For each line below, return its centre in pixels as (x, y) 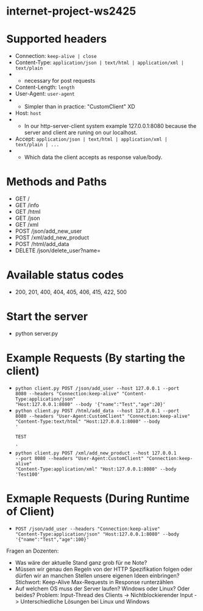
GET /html (28, 212)
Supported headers (57, 39)
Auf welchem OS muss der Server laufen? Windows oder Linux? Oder (102, 588)
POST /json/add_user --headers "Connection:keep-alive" (87, 529)
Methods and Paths (57, 182)
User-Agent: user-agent (45, 94)
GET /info (27, 205)
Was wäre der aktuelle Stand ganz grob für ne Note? (81, 562)
